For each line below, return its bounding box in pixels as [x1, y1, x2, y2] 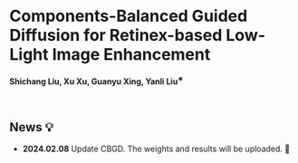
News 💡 [9, 120, 54, 135]
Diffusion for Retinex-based [9, 25, 223, 46]
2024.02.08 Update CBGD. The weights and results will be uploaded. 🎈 [22, 143, 291, 155]
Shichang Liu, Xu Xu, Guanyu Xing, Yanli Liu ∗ [9, 74, 184, 87]
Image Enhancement [52, 44, 211, 65]
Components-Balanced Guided [9, 6, 248, 26]
